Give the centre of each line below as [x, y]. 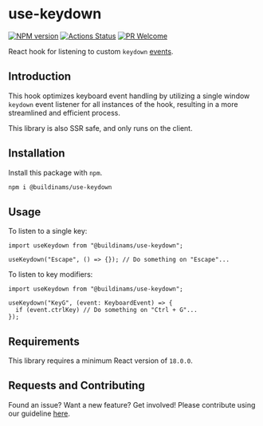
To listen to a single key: [48, 231]
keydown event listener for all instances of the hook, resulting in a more [123, 104]
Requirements [44, 341]
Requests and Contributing [77, 386]
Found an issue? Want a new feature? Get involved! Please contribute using [132, 404]
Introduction [40, 77]
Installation [37, 154]
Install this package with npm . [55, 172]
